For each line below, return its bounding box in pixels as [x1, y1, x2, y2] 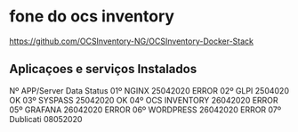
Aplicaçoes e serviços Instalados [9, 62, 197, 77]
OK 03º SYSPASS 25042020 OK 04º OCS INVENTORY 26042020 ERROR [9, 95, 278, 105]
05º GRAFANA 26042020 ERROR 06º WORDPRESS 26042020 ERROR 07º [9, 104, 282, 115]
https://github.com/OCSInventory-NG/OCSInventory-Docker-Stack [9, 36, 254, 46]
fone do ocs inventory [9, 6, 175, 27]
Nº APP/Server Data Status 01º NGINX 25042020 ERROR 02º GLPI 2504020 [9, 85, 289, 95]
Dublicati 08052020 [9, 113, 83, 124]
